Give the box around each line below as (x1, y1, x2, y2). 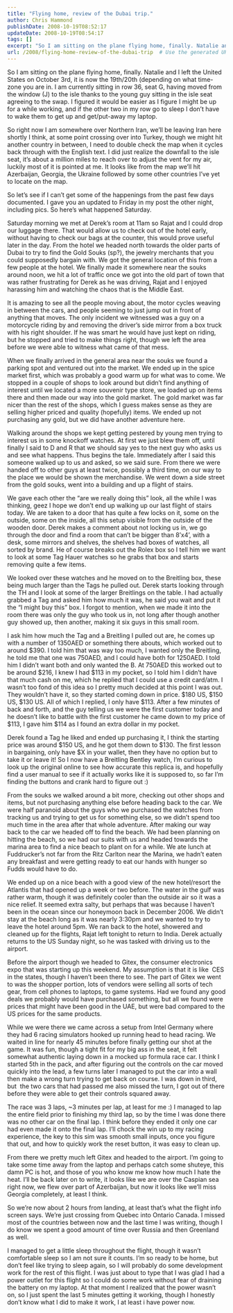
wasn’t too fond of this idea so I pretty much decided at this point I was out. (7, 683, 223, 691)
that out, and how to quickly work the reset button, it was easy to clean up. (7, 1140, 221, 1148)
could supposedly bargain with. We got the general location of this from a (7, 255, 217, 264)
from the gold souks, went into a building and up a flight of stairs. (7, 480, 193, 489)
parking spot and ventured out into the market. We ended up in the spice (7, 364, 215, 372)
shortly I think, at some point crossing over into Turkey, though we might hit (7, 133, 223, 141)
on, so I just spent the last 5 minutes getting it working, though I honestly (7, 1290, 215, 1298)
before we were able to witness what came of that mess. (7, 343, 169, 351)
